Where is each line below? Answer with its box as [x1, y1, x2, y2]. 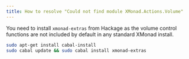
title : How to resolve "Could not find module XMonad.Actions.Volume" [6, 8, 184, 15]
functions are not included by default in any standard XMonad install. [6, 30, 174, 38]
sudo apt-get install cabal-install [6, 42, 96, 48]
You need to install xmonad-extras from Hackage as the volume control [6, 25, 177, 32]
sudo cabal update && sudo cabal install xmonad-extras [6, 47, 146, 53]
